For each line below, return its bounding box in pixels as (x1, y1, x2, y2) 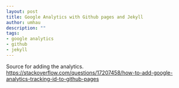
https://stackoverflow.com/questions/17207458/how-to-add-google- (6, 69, 173, 76)
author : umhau (6, 19, 41, 25)
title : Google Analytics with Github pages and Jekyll (6, 14, 144, 20)
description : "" (6, 25, 46, 31)
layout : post (6, 8, 38, 15)
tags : (6, 31, 19, 36)
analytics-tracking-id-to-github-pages (6, 75, 99, 82)
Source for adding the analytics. (6, 63, 84, 70)
